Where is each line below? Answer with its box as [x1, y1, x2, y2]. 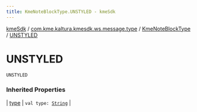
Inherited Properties [6, 86, 65, 94]
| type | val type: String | [6, 99, 71, 106]
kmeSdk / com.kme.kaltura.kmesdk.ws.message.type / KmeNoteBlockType [6, 25, 191, 32]
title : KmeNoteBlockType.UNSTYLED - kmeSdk [6, 8, 116, 15]
